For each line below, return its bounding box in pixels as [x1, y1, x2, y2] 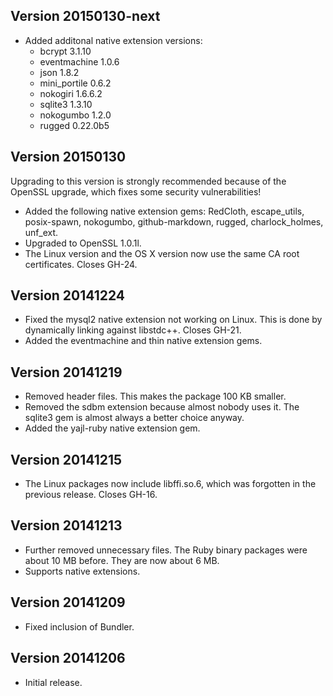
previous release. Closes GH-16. [24, 489, 158, 501]
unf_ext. [24, 226, 59, 238]
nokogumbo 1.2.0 [39, 109, 112, 121]
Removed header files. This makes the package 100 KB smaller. [24, 390, 287, 403]
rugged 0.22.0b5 [39, 119, 110, 131]
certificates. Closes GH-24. [24, 258, 138, 270]
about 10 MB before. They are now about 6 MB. [24, 554, 220, 566]
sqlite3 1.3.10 [39, 98, 93, 110]
